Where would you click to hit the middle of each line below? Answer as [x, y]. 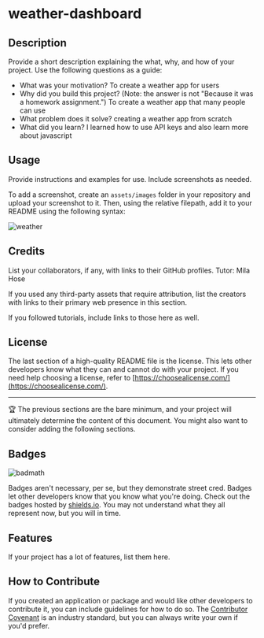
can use [32, 110]
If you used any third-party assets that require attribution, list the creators [127, 294]
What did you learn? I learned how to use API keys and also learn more [134, 127]
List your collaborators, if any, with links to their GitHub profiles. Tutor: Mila [129, 270]
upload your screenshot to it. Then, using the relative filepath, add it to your [130, 202]
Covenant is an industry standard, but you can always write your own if [123, 617]
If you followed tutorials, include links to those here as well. [104, 317]
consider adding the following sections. [72, 429]
